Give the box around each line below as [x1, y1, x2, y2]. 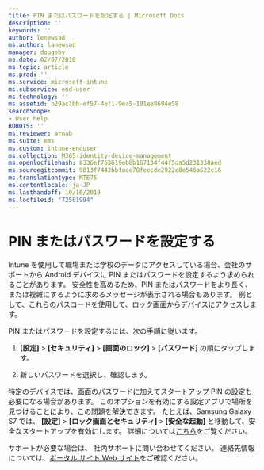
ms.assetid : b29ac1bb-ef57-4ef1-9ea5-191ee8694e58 [8, 100, 179, 108]
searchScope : [8, 108, 52, 116]
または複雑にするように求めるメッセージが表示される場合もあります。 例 [8, 290, 246, 300]
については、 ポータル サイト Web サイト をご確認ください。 [8, 453, 202, 463]
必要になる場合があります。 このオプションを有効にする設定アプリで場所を [8, 397, 253, 407]
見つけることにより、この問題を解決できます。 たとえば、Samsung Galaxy [8, 407, 252, 416]
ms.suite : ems [8, 136, 55, 145]
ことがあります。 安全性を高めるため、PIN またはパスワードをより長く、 [14, 280, 252, 289]
